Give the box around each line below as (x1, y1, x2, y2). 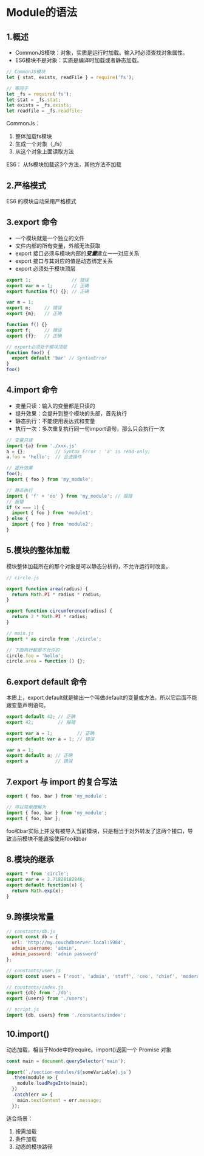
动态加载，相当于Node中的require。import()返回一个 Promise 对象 (6, 1046, 172, 1053)
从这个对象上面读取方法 (15, 148, 74, 155)
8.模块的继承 (6, 854, 55, 865)
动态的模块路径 (15, 1143, 53, 1150)
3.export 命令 (6, 217, 58, 228)
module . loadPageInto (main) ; (17, 1081, 88, 1087)
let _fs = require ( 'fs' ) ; (6, 91, 72, 97)
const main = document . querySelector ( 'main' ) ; (6, 1058, 126, 1064)
